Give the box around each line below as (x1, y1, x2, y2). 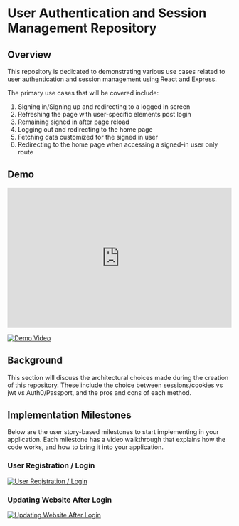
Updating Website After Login (7, 495, 112, 505)
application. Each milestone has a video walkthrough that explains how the (7, 436, 226, 444)
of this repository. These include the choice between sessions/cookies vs (7, 381, 223, 389)
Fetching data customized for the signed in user (17, 133, 159, 141)
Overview (7, 48, 52, 61)
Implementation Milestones (7, 409, 132, 421)
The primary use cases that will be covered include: (7, 89, 159, 97)
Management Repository (7, 20, 157, 36)
